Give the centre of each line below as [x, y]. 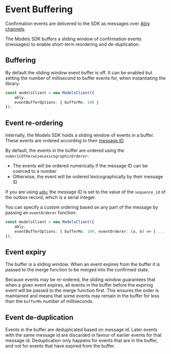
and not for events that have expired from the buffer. [60, 346]
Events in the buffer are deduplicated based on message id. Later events [81, 330]
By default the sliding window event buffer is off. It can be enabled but [79, 72]
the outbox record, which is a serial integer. [51, 197]
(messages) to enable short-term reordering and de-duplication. [73, 44]
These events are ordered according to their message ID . [65, 141]
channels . [16, 29]
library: [13, 83]
